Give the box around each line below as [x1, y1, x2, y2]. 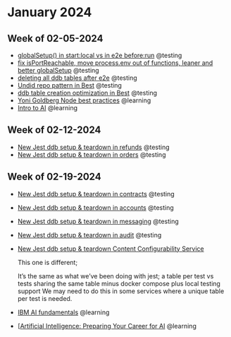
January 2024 [7, 4, 92, 20]
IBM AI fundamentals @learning [17, 308, 110, 317]
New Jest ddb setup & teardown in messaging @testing [17, 217, 180, 225]
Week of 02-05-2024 [7, 32, 104, 45]
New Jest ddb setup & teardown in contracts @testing [17, 189, 175, 198]
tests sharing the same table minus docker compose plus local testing [17, 279, 220, 288]
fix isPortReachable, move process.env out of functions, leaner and [17, 59, 213, 67]
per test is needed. [17, 294, 73, 302]
